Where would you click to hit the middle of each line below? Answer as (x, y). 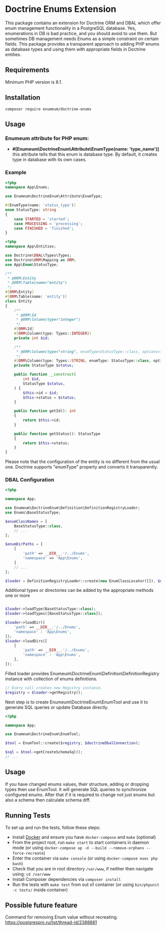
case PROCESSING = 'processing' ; (48, 224)
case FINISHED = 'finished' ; (44, 228)
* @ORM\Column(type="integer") (48, 320)
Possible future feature (41, 905)
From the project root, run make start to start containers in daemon (81, 842)
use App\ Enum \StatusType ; (32, 264)
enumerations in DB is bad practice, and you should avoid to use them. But (81, 33)
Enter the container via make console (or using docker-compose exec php (85, 858)
